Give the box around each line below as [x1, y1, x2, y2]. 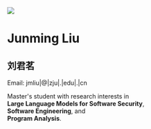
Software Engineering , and [7, 107, 86, 115]
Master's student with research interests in [7, 92, 130, 100]
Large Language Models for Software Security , [7, 100, 145, 108]
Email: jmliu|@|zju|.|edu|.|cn [7, 79, 88, 87]
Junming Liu [7, 31, 80, 46]
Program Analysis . [7, 114, 62, 122]
